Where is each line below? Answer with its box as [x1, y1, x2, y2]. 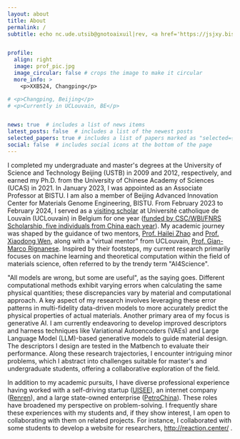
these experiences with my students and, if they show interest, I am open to [7, 408, 231, 417]
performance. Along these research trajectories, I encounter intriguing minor [7, 349, 233, 358]
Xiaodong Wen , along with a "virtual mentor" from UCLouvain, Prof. [7, 236, 206, 245]
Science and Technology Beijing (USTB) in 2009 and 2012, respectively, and [7, 168, 232, 177]
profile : [7, 49, 34, 57]
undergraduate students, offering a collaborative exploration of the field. [7, 364, 220, 373]
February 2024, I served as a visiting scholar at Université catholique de [7, 206, 219, 215]
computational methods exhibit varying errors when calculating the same [7, 281, 223, 289]
